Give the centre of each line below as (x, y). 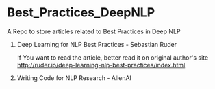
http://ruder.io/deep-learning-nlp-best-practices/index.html (101, 65)
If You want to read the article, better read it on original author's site (113, 57)
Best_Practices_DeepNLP (81, 13)
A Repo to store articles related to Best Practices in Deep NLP (94, 31)
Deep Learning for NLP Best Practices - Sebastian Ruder (97, 44)
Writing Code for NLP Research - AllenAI (74, 78)
